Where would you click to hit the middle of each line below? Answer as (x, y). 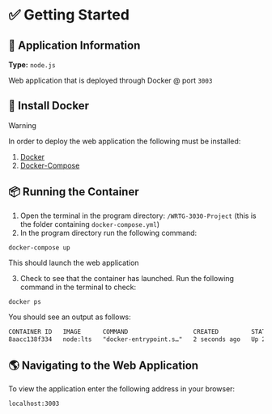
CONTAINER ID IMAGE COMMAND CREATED (114, 331)
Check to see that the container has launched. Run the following (127, 278)
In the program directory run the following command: (108, 233)
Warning (22, 125)
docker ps (25, 301)
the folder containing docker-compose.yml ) (90, 224)
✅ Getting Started (69, 15)
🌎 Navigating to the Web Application (104, 365)
